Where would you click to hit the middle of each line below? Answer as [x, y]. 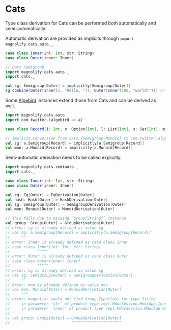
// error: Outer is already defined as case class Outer [67, 256]
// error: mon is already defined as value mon [57, 285]
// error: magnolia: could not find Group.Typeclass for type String [81, 299]
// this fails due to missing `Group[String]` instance [66, 218]
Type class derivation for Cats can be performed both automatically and [81, 23]
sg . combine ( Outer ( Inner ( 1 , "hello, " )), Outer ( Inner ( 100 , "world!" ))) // [85, 91]
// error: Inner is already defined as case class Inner [67, 242]
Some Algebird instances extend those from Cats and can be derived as [81, 101]
